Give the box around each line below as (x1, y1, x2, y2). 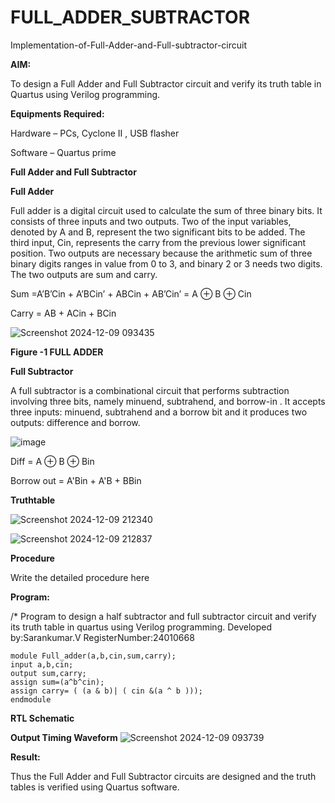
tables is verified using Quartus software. (10, 781, 180, 793)
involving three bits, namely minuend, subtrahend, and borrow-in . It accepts (10, 395, 326, 407)
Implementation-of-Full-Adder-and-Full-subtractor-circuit (10, 39, 248, 51)
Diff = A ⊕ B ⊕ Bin (10, 455, 95, 467)
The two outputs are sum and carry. (10, 268, 158, 280)
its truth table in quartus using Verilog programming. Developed (10, 621, 273, 633)
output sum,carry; (10, 668, 87, 678)
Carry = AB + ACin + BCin (10, 307, 117, 319)
